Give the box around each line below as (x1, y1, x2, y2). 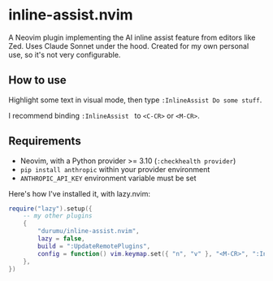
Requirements (8, 134, 81, 148)
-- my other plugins (23, 212, 93, 220)
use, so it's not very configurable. (8, 50, 121, 59)
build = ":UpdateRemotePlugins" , (37, 242, 151, 250)
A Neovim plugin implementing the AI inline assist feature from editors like (8, 32, 256, 42)
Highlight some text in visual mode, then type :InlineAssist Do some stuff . (8, 95, 262, 105)
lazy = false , (37, 235, 85, 243)
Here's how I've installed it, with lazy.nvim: (8, 188, 151, 198)
